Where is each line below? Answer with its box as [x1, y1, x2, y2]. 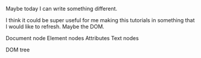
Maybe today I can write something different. [5, 5, 118, 12]
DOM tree [5, 46, 30, 53]
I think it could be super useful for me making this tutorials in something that [5, 17, 195, 23]
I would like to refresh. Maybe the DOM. [5, 23, 105, 30]
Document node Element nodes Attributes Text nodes [5, 35, 139, 41]
